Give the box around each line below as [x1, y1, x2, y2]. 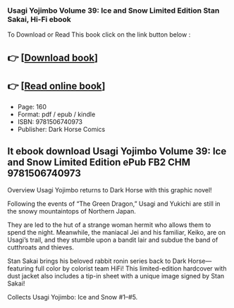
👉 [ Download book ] [7, 51, 99, 63]
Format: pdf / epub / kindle [17, 110, 96, 118]
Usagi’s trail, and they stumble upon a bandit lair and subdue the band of [7, 235, 218, 245]
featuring [7, 264, 34, 273]
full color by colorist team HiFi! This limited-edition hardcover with [35, 264, 227, 273]
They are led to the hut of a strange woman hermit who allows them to [7, 221, 211, 229]
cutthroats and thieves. [7, 243, 74, 252]
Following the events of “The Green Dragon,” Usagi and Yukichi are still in [7, 199, 221, 208]
